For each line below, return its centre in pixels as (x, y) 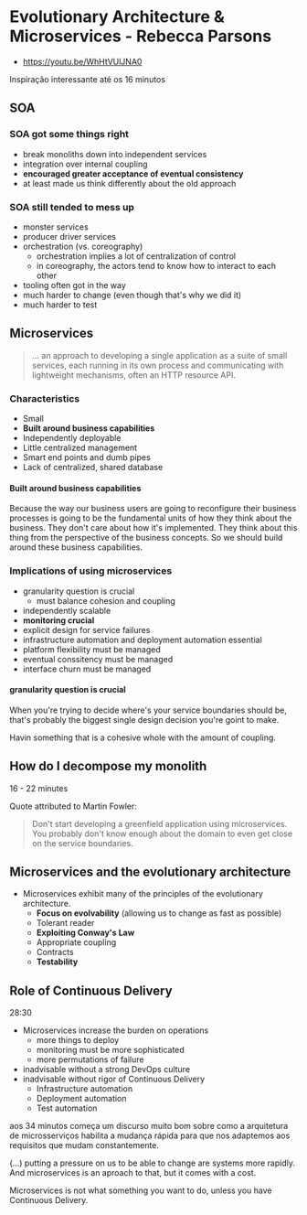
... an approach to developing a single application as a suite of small (159, 355)
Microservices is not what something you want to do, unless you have (141, 1190)
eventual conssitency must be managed (98, 659)
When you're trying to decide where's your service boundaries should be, (148, 710)
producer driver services (69, 236)
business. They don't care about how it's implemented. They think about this (153, 528)
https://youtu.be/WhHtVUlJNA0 (82, 61)
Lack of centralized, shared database (93, 468)
